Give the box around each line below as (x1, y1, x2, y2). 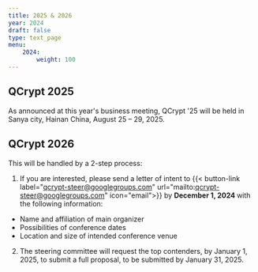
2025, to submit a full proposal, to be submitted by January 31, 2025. (19, 255, 245, 264)
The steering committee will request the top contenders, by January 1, (19, 246, 248, 255)
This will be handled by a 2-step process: (8, 158, 143, 168)
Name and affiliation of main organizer (19, 214, 144, 224)
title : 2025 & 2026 (8, 11, 73, 20)
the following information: (19, 198, 103, 208)
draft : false (8, 26, 51, 34)
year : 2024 (8, 19, 44, 27)
